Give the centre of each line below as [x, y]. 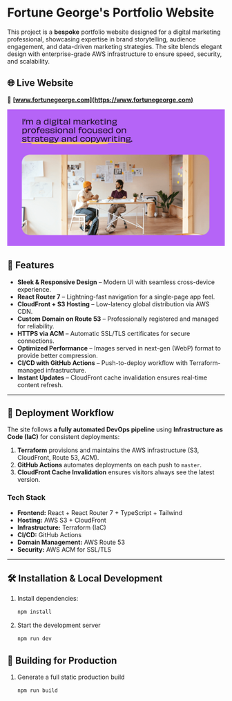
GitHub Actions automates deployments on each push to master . [109, 465]
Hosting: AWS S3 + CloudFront [62, 520]
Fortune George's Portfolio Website [111, 13]
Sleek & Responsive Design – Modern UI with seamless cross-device [116, 282]
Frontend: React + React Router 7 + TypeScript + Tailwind [100, 512]
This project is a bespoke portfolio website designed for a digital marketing [114, 32]
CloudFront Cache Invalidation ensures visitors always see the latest [116, 472]
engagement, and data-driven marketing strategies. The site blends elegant [115, 46]
